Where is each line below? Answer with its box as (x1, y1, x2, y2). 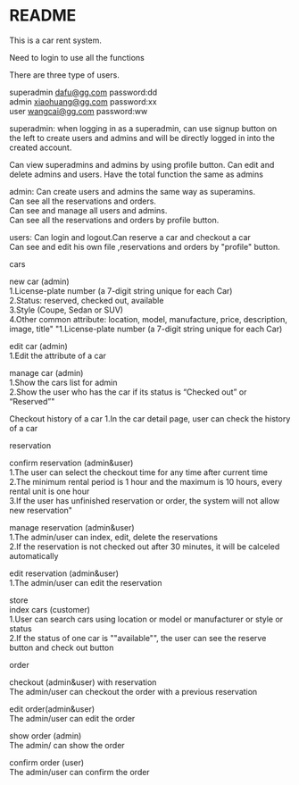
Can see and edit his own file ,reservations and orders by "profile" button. (9, 241, 280, 252)
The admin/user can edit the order (9, 713, 136, 723)
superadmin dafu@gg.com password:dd (9, 87, 158, 97)
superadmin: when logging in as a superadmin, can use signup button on (9, 122, 278, 134)
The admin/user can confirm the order (9, 766, 150, 777)
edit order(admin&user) (9, 703, 96, 714)
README (9, 5, 77, 26)
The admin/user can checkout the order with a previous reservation (9, 686, 258, 697)
